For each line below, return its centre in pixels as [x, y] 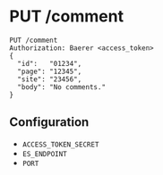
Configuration [49, 122]
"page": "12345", [50, 71]
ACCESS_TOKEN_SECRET [60, 145]
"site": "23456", [50, 79]
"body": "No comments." [61, 87]
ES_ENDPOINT [44, 154]
